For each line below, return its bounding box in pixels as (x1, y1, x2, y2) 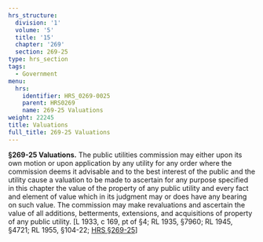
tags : (8, 63, 26, 71)
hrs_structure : (8, 11, 58, 20)
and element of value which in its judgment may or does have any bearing (8, 192, 247, 201)
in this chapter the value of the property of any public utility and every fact (8, 183, 249, 192)
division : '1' (15, 19, 61, 27)
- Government (15, 70, 58, 78)
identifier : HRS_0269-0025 (22, 92, 111, 100)
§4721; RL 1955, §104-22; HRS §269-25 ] (8, 225, 138, 234)
